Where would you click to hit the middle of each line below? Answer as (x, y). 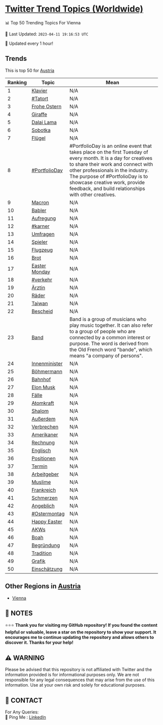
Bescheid (42, 311)
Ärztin (38, 287)
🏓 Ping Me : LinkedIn (25, 717)
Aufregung (44, 218)
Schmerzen (44, 498)
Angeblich (43, 506)
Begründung (46, 545)
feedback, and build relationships (107, 188)
